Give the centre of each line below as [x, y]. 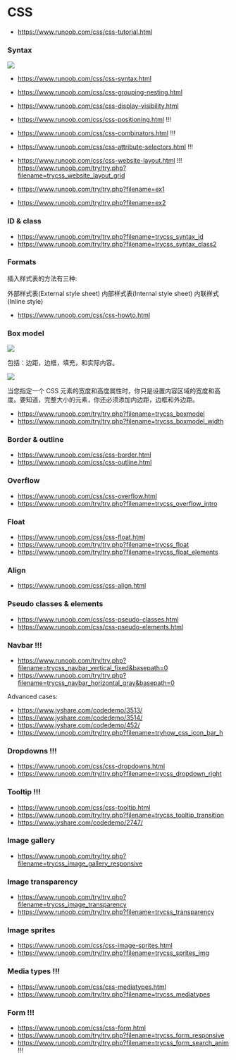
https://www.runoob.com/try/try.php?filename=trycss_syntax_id [111, 236]
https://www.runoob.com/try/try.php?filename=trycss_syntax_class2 [117, 244]
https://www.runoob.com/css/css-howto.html [83, 315]
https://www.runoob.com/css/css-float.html [81, 537]
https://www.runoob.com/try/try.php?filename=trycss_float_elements [118, 552]
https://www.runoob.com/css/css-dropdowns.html [91, 766]
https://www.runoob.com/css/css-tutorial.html [85, 32]
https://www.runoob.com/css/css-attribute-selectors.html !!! [105, 147]
